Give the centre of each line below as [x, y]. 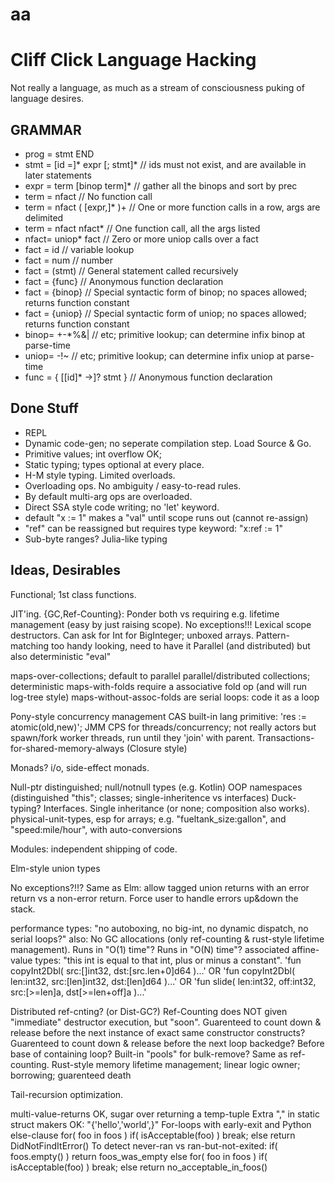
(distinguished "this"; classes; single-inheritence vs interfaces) [140, 797]
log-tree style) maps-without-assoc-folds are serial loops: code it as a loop [165, 697]
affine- [305, 949]
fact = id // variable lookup [79, 249]
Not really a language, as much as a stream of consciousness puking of [157, 88]
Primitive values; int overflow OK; [93, 454]
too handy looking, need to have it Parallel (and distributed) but [181, 645]
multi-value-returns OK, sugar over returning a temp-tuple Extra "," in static [165, 1114]
